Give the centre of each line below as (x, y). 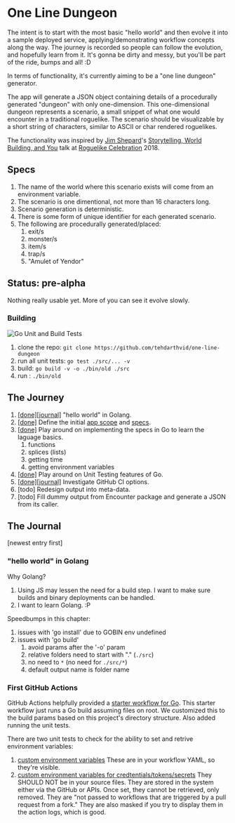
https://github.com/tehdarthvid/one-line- (157, 348)
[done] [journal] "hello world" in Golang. (74, 415)
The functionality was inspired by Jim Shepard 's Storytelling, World (105, 140)
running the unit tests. (39, 725)
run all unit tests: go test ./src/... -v (74, 361)
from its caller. (38, 504)
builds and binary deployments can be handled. (86, 597)
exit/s (36, 231)
